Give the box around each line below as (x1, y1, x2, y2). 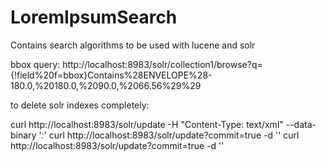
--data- (285, 118, 317, 130)
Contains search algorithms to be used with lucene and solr (10, 39, 256, 51)
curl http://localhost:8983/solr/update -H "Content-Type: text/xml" (10, 118, 284, 130)
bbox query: (10, 58, 61, 70)
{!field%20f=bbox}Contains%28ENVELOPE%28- (10, 69, 213, 81)
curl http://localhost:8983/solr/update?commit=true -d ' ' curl (48, 129, 300, 141)
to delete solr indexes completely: (10, 99, 150, 111)
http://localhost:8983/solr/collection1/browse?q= (62, 58, 263, 70)
